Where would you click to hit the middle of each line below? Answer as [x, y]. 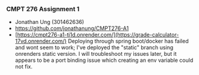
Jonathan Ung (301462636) [49, 22]
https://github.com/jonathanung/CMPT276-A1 [72, 28]
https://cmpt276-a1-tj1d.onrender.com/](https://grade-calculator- [98, 35]
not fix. [24, 67]
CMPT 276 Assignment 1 [43, 9]
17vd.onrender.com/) [41, 41]
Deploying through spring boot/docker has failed [128, 41]
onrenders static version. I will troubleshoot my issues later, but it [96, 54]
